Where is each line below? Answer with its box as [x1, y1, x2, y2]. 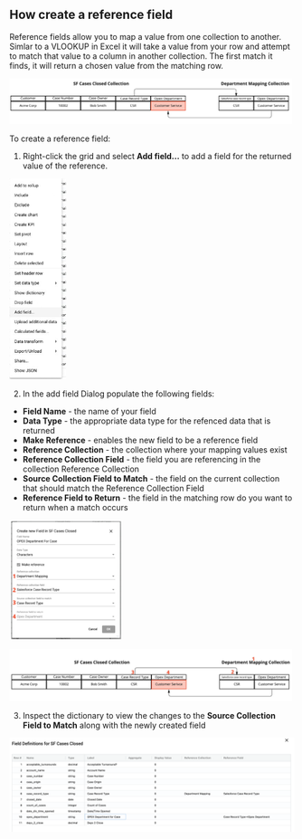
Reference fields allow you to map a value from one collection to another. [9, 31, 282, 42]
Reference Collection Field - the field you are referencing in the [22, 454, 261, 465]
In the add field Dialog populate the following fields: [22, 388, 215, 399]
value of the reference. [22, 160, 109, 171]
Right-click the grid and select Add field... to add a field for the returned [22, 151, 292, 162]
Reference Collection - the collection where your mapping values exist [22, 444, 288, 455]
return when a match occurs [22, 502, 128, 513]
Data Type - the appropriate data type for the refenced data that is [22, 415, 271, 426]
